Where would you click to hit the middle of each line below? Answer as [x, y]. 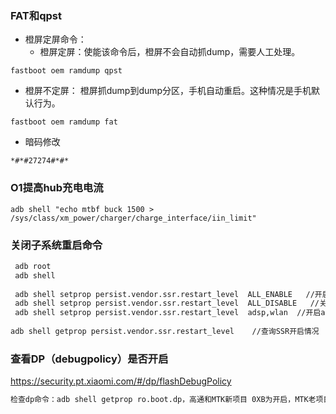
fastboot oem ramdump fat [64, 122]
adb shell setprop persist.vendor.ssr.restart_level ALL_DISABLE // [167, 303]
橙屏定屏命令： [55, 39]
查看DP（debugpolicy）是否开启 [89, 359]
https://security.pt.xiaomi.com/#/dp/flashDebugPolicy [121, 381]
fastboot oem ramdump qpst [66, 71]
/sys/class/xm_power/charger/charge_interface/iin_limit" [133, 218]
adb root [33, 266]
